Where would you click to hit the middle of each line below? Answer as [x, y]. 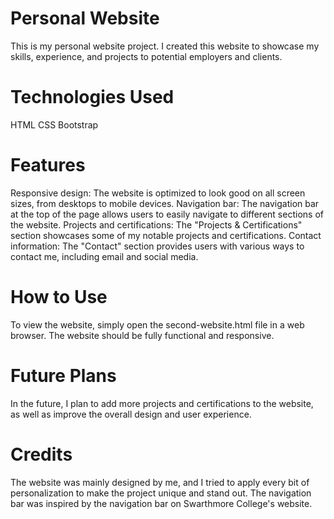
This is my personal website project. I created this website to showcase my [165, 46]
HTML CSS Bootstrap [54, 124]
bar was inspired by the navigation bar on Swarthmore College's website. [161, 503]
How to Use [59, 297]
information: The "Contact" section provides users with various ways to [157, 246]
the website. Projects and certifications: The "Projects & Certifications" [156, 224]
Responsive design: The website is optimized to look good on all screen [158, 193]
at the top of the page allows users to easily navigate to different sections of [167, 214]
